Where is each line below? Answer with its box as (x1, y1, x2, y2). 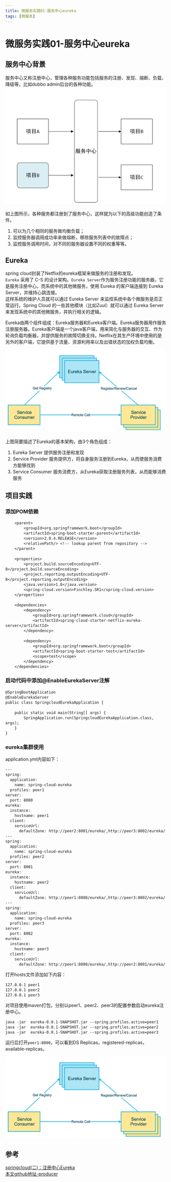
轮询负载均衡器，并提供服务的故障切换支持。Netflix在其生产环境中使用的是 (5, 332, 162, 338)
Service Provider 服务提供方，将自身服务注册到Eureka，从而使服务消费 (12, 455, 162, 462)
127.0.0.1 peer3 (5, 992, 40, 997)
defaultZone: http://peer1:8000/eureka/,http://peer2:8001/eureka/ (18, 961, 166, 967)
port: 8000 (10, 797, 33, 803)
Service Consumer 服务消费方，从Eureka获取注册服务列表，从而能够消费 (12, 468, 166, 474)
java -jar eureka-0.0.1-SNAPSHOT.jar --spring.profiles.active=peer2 (5, 1025, 159, 1030)
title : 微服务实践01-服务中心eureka (5, 8, 77, 13)
